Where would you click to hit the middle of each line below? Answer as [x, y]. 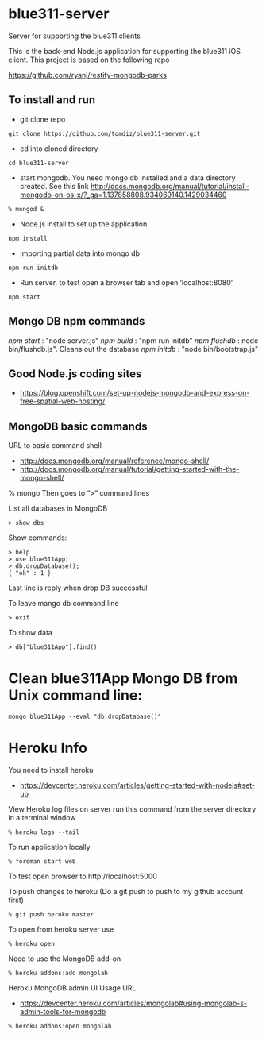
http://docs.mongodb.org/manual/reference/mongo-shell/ [114, 461]
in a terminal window [42, 818]
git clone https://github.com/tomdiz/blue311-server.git [104, 133]
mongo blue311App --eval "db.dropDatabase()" [85, 717]
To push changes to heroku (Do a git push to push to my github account [126, 892]
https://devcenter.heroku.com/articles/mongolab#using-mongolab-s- [133, 1003]
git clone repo [42, 119]
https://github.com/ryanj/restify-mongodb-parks [87, 75]
